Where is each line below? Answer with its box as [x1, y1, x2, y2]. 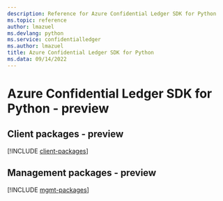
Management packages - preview [7, 167, 157, 179]
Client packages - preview [7, 128, 124, 140]
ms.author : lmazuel [7, 43, 64, 50]
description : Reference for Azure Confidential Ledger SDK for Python [7, 10, 217, 17]
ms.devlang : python [7, 29, 64, 37]
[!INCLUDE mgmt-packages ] [7, 186, 89, 194]
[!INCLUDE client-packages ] [7, 147, 89, 155]
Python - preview [7, 100, 109, 116]
